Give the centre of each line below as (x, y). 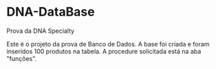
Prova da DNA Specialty (41, 31)
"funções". (22, 58)
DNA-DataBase (51, 12)
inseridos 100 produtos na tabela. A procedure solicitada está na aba (104, 51)
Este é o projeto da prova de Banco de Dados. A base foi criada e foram (108, 44)
